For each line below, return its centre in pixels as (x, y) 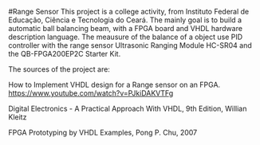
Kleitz (18, 117)
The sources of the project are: (59, 69)
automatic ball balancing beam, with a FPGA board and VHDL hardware (126, 28)
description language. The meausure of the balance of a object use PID (126, 37)
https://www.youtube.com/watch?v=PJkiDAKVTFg (91, 93)
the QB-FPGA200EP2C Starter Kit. (65, 54)
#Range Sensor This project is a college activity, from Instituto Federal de (129, 12)
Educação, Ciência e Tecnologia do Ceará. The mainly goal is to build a (125, 20)
